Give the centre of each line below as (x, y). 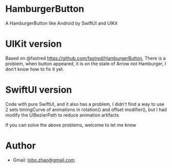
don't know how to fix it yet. (35, 69)
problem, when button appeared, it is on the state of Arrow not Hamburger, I (86, 63)
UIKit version (34, 44)
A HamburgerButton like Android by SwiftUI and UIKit (62, 23)
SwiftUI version (39, 90)
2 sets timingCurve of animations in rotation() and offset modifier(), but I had (86, 109)
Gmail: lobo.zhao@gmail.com (44, 160)
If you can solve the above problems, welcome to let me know (71, 125)
